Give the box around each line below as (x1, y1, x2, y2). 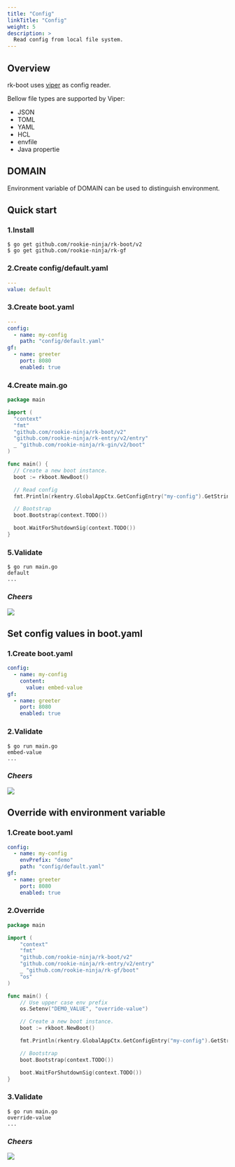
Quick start (7, 204, 57, 216)
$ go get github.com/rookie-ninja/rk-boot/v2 (7, 241, 142, 249)
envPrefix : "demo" (20, 857, 73, 864)
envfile (17, 137, 38, 146)
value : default (7, 286, 52, 293)
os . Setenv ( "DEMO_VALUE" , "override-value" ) (20, 1005, 149, 1012)
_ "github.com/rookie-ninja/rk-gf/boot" (20, 967, 139, 974)
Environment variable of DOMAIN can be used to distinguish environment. (7, 183, 220, 193)
